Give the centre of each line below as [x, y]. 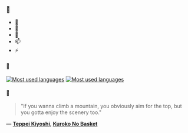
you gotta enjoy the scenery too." [61, 112]
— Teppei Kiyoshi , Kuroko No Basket [52, 124]
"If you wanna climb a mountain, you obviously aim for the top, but [101, 106]
